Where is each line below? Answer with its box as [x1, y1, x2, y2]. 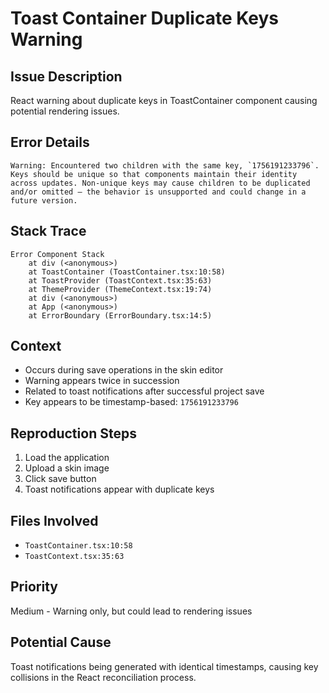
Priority [10, 578, 58, 596]
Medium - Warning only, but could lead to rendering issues [10, 605, 253, 617]
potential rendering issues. [10, 105, 120, 117]
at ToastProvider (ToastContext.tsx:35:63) [28, 275, 213, 286]
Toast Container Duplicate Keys [10, 7, 279, 30]
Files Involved [10, 512, 99, 529]
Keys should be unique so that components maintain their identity [10, 169, 298, 179]
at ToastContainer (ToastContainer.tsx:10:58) [28, 267, 226, 277]
